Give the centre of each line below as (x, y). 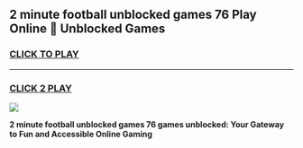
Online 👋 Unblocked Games (87, 29)
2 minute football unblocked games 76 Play (133, 15)
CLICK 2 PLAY (41, 88)
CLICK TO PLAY (44, 55)
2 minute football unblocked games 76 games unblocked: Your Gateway (147, 124)
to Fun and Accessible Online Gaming (81, 134)
